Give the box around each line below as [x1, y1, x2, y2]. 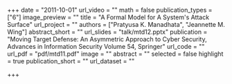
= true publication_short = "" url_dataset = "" [7, 57, 135, 65]
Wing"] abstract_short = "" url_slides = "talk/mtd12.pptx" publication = [7, 28, 208, 36]
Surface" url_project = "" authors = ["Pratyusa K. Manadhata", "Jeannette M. [7, 21, 225, 28]
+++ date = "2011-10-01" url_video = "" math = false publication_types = [7, 6, 213, 14]
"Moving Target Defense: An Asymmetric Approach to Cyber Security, [7, 35, 207, 43]
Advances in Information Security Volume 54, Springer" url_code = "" [7, 43, 205, 50]
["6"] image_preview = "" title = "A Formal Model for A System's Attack [7, 13, 210, 21]
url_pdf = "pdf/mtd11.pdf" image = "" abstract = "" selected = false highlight [7, 50, 224, 58]
